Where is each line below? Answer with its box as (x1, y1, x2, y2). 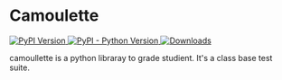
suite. (9, 62, 30, 73)
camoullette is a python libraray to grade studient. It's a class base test (9, 52, 273, 63)
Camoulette (9, 5, 99, 26)
